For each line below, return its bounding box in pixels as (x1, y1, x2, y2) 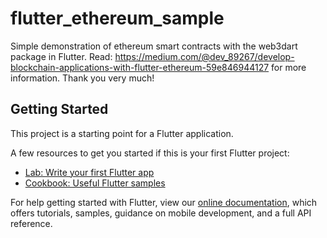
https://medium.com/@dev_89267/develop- (114, 50, 295, 62)
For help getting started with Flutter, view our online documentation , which (10, 196, 318, 208)
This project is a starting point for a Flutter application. (10, 127, 234, 139)
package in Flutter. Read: (10, 50, 113, 62)
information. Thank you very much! (10, 72, 155, 84)
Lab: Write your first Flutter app (24, 166, 155, 178)
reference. (10, 217, 53, 229)
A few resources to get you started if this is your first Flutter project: (10, 147, 290, 159)
